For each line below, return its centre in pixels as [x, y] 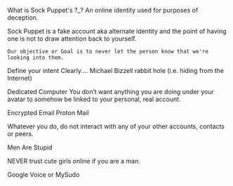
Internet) [20, 78]
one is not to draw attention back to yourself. [72, 39]
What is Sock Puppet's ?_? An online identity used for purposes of [103, 10]
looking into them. [36, 58]
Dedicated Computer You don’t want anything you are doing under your [111, 92]
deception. [23, 18]
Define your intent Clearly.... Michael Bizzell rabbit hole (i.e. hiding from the [116, 71]
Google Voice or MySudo [44, 174]
